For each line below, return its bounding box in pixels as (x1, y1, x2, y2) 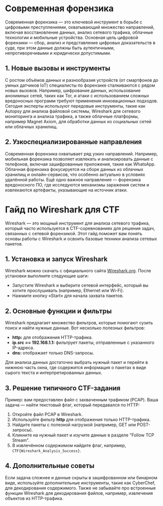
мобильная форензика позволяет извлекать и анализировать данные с (5, 156, 153, 162)
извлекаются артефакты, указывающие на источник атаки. (5, 187, 128, 193)
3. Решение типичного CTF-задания (5, 384, 121, 392)
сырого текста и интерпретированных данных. (5, 370, 103, 375)
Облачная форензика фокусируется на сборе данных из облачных (5, 166, 144, 172)
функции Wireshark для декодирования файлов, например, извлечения (5, 490, 153, 496)
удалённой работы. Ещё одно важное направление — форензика (5, 176, 141, 183)
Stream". (12, 437, 30, 443)
